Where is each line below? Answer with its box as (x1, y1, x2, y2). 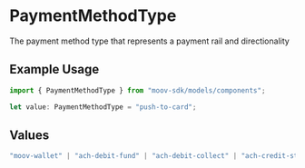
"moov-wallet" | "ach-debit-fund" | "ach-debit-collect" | (9, 152, 238, 161)
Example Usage (9, 62, 100, 77)
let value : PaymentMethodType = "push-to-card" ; (9, 102, 197, 112)
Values (9, 127, 50, 143)
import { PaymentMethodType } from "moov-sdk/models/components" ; (9, 85, 266, 95)
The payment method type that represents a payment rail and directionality (9, 35, 290, 46)
